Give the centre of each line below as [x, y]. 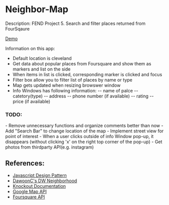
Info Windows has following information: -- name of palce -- [75, 90]
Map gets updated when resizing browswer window [67, 85]
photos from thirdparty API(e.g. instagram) [50, 147]
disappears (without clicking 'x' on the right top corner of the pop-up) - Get [84, 142]
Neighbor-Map [37, 9]
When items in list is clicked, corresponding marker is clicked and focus [87, 74]
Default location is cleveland [42, 58]
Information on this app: [30, 48]
